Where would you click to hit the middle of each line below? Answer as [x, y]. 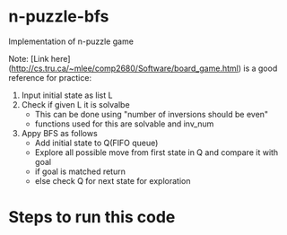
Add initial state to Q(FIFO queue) [96, 143]
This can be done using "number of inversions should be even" [152, 114]
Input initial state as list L [67, 95]
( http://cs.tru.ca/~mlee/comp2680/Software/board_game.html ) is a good [143, 68]
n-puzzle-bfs [59, 17]
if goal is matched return [80, 171]
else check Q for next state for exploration [113, 180]
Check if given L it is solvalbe [76, 104]
